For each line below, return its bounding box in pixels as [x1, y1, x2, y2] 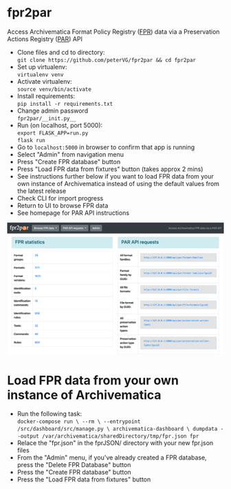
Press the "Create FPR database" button [16, 468, 132, 477]
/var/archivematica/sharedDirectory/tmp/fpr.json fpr [42, 433, 199, 440]
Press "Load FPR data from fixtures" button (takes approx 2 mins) [16, 165, 203, 173]
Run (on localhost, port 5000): [16, 121, 103, 129]
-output [16, 433, 39, 440]
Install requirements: [16, 91, 76, 100]
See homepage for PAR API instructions [16, 208, 129, 217]
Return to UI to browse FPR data [16, 201, 109, 209]
